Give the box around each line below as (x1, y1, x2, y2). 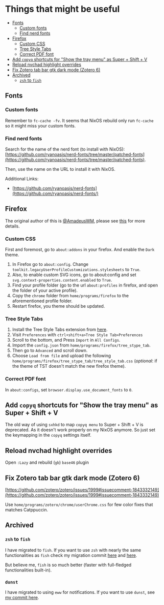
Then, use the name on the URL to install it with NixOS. (5, 166, 116, 172)
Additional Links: (5, 176, 39, 182)
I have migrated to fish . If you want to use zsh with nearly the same (5, 547, 141, 553)
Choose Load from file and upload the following (12, 353, 111, 359)
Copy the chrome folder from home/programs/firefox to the (12, 293, 129, 299)
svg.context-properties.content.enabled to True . (12, 277, 113, 283)
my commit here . (5, 595, 39, 601)
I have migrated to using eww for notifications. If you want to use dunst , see (5, 589, 155, 595)
